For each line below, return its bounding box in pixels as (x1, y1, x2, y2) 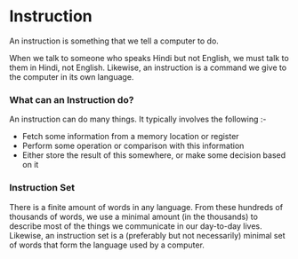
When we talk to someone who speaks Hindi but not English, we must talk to (9, 52, 289, 63)
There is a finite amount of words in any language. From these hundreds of (9, 201, 283, 212)
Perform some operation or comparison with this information (21, 140, 245, 152)
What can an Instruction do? (9, 93, 134, 106)
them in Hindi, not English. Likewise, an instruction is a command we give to (9, 62, 287, 73)
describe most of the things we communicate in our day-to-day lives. (9, 220, 262, 232)
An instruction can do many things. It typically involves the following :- (9, 114, 267, 125)
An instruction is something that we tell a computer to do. (9, 35, 220, 46)
